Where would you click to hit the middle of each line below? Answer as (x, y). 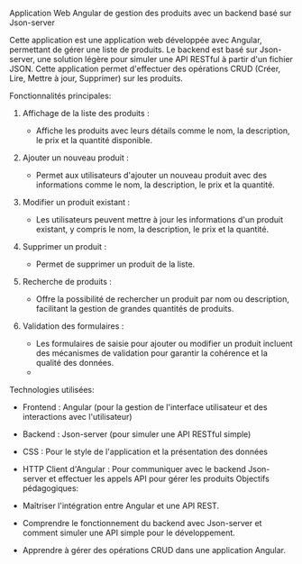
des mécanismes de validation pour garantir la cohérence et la (152, 353)
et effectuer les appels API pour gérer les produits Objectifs (159, 478)
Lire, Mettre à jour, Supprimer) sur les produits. (96, 78)
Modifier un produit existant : (76, 202)
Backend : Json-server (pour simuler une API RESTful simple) (137, 434)
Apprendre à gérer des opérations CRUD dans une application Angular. (154, 550)
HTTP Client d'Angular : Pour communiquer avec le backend (134, 469)
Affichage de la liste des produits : (86, 113)
